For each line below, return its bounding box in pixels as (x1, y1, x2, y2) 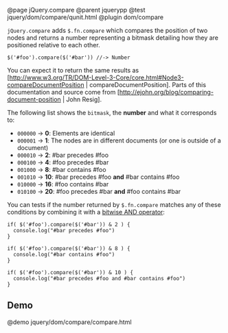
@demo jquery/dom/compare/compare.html (7, 318, 132, 326)
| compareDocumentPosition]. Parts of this (85, 81, 207, 88)
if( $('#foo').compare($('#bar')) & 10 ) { (7, 269, 134, 276)
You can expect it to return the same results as (7, 66, 139, 74)
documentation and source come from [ (7, 88, 120, 96)
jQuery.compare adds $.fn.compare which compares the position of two (7, 27, 208, 34)
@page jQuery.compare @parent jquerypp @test (7, 6, 146, 14)
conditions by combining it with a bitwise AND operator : (7, 208, 165, 216)
